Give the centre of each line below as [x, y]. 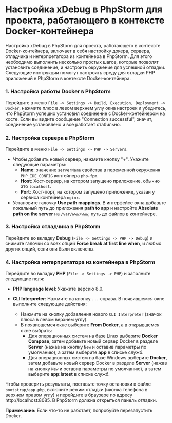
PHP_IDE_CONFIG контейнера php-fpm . [59, 175]
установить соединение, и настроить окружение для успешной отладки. [85, 67]
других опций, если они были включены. [50, 249]
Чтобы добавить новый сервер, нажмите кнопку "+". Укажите [81, 159]
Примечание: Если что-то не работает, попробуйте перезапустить [79, 410]
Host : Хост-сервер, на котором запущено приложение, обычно [90, 181]
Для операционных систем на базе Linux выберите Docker [93, 336]
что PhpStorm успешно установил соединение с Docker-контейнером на [85, 113]
